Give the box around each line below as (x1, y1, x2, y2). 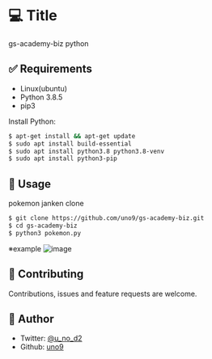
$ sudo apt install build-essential (8, 139, 132, 148)
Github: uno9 (19, 342, 64, 352)
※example (8, 243, 42, 253)
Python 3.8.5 (19, 92, 63, 102)
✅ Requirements (8, 62, 93, 76)
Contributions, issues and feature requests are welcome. (8, 289, 197, 298)
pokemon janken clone (8, 199, 84, 209)
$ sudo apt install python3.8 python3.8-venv (8, 147, 164, 155)
